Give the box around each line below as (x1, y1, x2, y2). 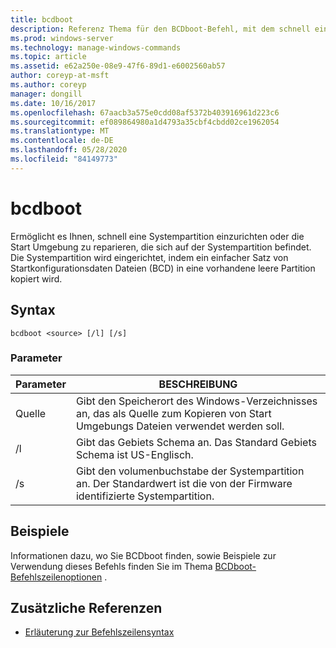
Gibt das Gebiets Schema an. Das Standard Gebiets (75, 435, 317, 449)
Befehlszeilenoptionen (10, 571, 103, 583)
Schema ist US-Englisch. (75, 447, 194, 461)
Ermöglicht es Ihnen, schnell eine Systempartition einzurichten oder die (10, 230, 305, 242)
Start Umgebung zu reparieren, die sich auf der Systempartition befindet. (10, 241, 312, 253)
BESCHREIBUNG (158, 377, 238, 391)
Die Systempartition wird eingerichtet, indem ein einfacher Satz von (10, 251, 289, 263)
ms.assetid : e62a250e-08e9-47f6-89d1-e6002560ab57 (10, 61, 226, 71)
